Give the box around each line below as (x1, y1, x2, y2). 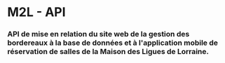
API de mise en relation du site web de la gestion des (7, 29, 190, 39)
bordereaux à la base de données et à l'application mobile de (7, 38, 219, 48)
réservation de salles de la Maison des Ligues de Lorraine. (7, 47, 209, 57)
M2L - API (7, 4, 66, 20)
